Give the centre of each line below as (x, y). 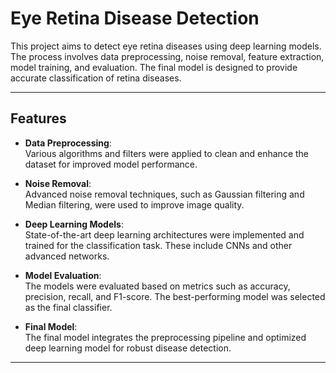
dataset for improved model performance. (111, 164)
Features (38, 118)
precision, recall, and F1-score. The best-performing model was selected (175, 296)
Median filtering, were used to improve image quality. (134, 204)
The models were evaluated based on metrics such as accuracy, (157, 286)
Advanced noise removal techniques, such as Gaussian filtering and (164, 194)
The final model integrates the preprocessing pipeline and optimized (165, 337)
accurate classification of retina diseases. (96, 78)
